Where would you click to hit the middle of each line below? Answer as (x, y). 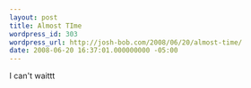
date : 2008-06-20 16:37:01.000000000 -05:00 (94, 51)
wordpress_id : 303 (43, 34)
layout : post (34, 17)
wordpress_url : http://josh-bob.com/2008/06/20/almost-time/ (126, 42)
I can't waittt (32, 76)
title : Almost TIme (46, 26)
